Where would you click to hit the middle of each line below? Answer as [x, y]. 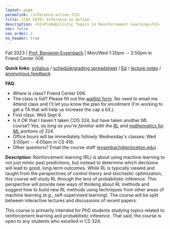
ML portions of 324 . [33, 131]
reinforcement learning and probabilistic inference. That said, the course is [83, 216]
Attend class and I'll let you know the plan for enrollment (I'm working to [88, 104]
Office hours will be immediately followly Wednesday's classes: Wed [84, 136]
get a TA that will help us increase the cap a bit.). [64, 109]
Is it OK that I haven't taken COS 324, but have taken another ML [80, 120]
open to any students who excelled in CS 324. [53, 221]
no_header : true [22, 39]
